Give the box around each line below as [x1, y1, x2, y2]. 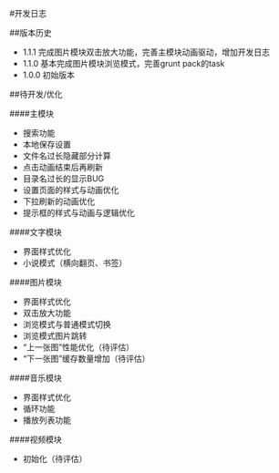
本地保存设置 [22, 139, 71, 149]
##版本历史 [9, 27, 52, 38]
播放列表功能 [22, 415, 71, 426]
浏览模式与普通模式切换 [22, 319, 111, 330]
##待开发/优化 [9, 89, 63, 99]
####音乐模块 [9, 373, 62, 383]
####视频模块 [9, 434, 62, 445]
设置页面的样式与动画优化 [22, 185, 119, 195]
